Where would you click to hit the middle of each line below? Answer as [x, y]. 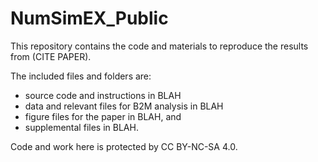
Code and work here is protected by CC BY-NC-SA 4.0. [124, 146]
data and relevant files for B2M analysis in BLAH [124, 106]
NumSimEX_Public [89, 18]
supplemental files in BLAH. [81, 127]
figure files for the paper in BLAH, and [103, 116]
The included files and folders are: [81, 76]
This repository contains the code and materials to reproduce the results [159, 46]
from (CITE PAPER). [51, 56]
